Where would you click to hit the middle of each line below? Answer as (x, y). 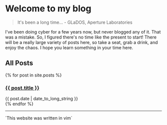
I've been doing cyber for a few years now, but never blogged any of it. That (83, 32)
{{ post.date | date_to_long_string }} (42, 99)
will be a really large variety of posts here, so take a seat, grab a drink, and (82, 42)
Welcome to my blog (48, 9)
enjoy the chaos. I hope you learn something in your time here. (69, 47)
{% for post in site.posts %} (34, 75)
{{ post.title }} (22, 88)
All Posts (19, 63)
